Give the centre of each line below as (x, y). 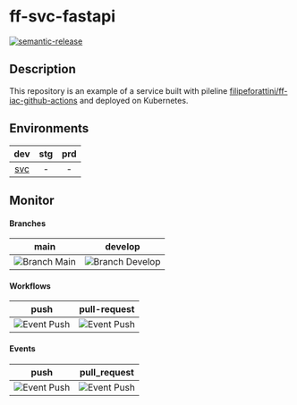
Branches (28, 223)
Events (22, 348)
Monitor (32, 200)
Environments (49, 128)
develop (123, 247)
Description (42, 69)
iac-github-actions (43, 100)
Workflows (30, 286)
